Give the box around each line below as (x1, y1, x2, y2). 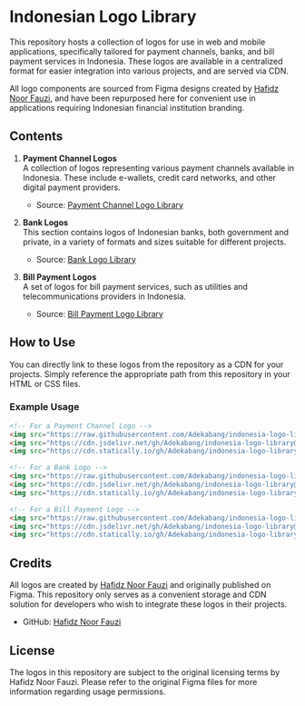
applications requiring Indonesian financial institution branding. (9, 102, 245, 113)
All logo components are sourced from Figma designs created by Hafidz (9, 83, 280, 94)
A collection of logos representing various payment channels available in (22, 162, 295, 174)
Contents (9, 129, 64, 144)
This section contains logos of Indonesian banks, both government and (22, 226, 289, 237)
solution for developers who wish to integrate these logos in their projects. (9, 599, 288, 610)
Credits (9, 555, 53, 571)
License (9, 642, 55, 658)
